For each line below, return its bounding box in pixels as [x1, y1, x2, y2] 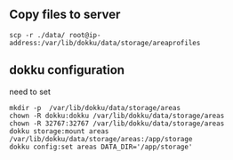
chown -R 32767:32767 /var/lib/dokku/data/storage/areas [9, 119, 225, 128]
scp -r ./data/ [9, 30, 66, 39]
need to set [9, 86, 52, 97]
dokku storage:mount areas [9, 126, 109, 136]
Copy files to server [9, 7, 121, 22]
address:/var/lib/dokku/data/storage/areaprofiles [9, 38, 201, 47]
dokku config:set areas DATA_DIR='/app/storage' [9, 142, 193, 151]
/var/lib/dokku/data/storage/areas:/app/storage [9, 134, 193, 143]
